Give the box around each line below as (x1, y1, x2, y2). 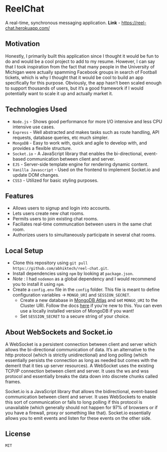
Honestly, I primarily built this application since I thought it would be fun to (5, 53, 159, 59)
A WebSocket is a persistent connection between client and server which (5, 341, 157, 347)
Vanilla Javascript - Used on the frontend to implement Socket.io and (12, 167, 160, 173)
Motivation (5, 40, 40, 48)
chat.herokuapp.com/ (5, 25, 50, 31)
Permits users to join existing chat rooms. (12, 216, 99, 222)
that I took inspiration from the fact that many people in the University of (5, 63, 155, 69)
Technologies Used (5, 105, 67, 114)
